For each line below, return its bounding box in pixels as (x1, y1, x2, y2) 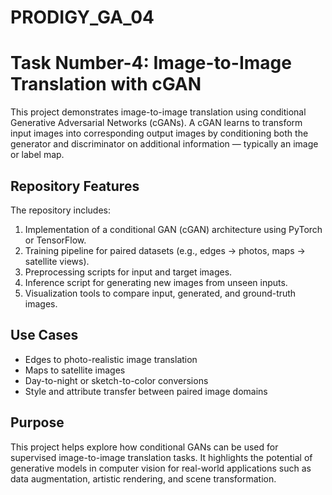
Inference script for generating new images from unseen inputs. (24, 276, 288, 288)
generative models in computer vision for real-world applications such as (10, 462, 312, 474)
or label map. (10, 149, 65, 161)
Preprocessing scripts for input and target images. (24, 266, 233, 278)
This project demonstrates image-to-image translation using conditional (10, 106, 307, 118)
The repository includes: (10, 204, 111, 216)
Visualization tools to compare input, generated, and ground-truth (24, 287, 297, 299)
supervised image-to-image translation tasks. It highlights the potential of (10, 451, 313, 463)
